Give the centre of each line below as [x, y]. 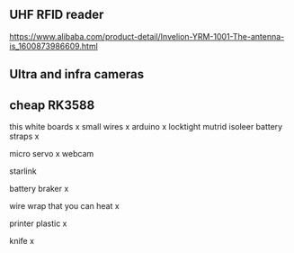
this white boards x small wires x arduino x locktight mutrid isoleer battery [146, 127]
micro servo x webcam [52, 154]
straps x [24, 136]
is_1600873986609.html [54, 46]
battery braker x [39, 189]
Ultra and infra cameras [77, 74]
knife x [22, 241]
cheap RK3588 [52, 105]
